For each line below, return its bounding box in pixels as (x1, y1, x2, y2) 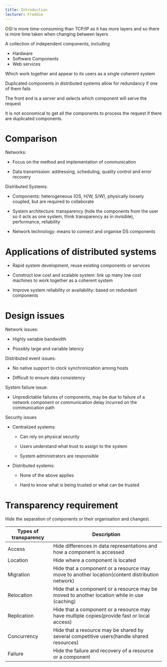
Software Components (12, 55, 59, 61)
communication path (12, 405, 55, 411)
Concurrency (7, 633, 38, 640)
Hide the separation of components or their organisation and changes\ (5, 516, 150, 522)
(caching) (53, 598, 76, 605)
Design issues (5, 310, 65, 321)
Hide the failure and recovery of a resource (53, 647, 154, 654)
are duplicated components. (5, 115, 63, 121)
